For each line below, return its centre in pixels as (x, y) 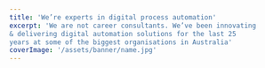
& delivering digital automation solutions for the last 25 (123, 34)
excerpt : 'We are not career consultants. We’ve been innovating (132, 26)
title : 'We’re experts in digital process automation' (113, 17)
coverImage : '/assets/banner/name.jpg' (83, 50)
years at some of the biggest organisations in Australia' (121, 42)
